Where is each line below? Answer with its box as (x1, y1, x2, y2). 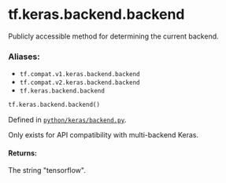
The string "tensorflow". (8, 166, 87, 175)
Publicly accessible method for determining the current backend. (8, 31, 219, 41)
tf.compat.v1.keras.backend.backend (19, 71, 140, 79)
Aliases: (8, 51, 41, 62)
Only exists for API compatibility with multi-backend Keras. (8, 130, 199, 140)
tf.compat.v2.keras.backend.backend (19, 79, 140, 87)
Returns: (8, 148, 38, 158)
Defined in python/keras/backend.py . (8, 115, 128, 125)
